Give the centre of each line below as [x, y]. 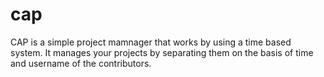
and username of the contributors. [81, 63]
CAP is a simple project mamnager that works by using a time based [151, 42]
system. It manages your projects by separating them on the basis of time [162, 52]
